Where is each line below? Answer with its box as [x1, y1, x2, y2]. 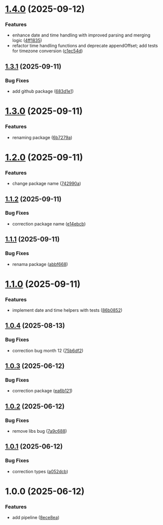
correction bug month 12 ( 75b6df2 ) [12, 347, 83, 353]
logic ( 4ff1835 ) [12, 37, 42, 43]
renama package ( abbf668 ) [12, 261, 68, 267]
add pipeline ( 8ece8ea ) [12, 515, 60, 521]
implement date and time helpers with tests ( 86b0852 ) [12, 307, 123, 313]
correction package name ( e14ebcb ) [12, 221, 86, 226]
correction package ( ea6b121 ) [12, 388, 73, 394]
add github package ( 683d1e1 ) [12, 88, 74, 94]
